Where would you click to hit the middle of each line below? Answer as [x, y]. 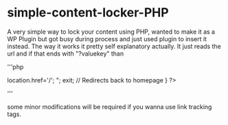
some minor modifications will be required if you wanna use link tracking [110, 106]
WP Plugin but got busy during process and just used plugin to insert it [107, 38]
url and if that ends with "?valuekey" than [66, 54]
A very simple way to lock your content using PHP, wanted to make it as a [111, 32]
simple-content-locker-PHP [88, 13]
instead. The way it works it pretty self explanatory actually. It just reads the [114, 46]
